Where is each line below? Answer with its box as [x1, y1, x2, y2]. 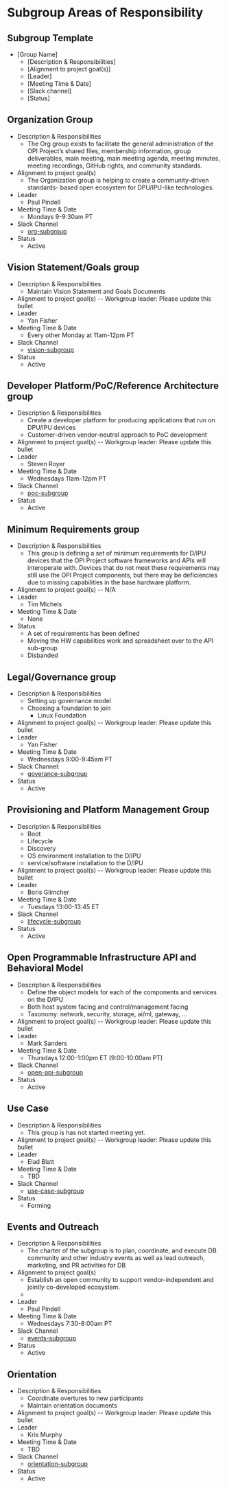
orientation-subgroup [27, 1460, 88, 1468]
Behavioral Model [7, 963, 84, 974]
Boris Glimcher [27, 888, 70, 896]
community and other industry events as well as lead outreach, [27, 1254, 206, 1262]
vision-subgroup [27, 345, 74, 354]
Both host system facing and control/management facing [27, 1003, 189, 1011]
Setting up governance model [27, 697, 112, 705]
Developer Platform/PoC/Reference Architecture [7, 380, 219, 392]
